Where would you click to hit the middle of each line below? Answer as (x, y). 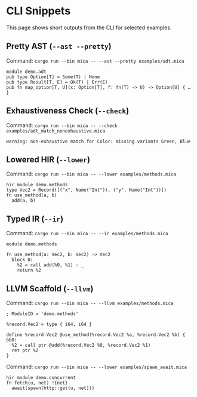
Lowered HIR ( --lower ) (48, 159)
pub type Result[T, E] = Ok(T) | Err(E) (57, 82)
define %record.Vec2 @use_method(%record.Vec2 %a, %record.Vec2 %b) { (96, 335)
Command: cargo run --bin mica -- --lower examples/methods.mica (91, 174)
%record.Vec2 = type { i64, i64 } (49, 324)
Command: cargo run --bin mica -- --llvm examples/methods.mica (90, 303)
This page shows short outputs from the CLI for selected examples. (89, 27)
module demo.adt (26, 72)
